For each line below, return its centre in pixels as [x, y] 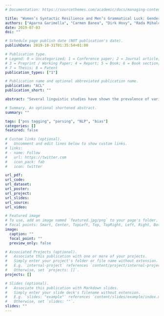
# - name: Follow [23, 153]
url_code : [15, 180]
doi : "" [13, 32]
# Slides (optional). [27, 283]
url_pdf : [14, 175]
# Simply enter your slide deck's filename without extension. [73, 293]
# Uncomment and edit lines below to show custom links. [66, 144]
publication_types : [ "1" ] [31, 72]
